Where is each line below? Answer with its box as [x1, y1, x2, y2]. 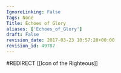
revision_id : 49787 [6, 43, 56, 49]
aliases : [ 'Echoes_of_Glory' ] [6, 26, 83, 32]
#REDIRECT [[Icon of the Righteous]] [6, 59, 98, 67]
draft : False [6, 32, 39, 38]
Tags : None [6, 15, 34, 21]
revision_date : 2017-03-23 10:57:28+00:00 [6, 37, 115, 43]
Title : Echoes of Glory [6, 20, 67, 26]
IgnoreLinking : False [6, 9, 61, 15]
